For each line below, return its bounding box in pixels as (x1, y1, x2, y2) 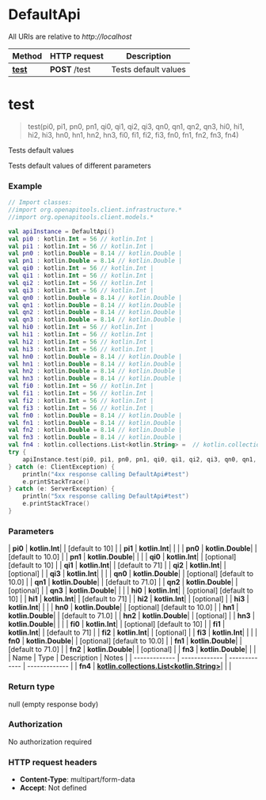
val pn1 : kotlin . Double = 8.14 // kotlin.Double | (8, 257, 182, 265)
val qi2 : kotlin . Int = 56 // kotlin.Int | (8, 279, 154, 286)
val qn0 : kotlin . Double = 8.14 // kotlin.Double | (8, 294, 182, 301)
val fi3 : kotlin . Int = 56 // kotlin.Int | (8, 404, 154, 412)
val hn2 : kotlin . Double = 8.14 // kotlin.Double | (8, 367, 182, 375)
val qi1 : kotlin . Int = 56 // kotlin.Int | (8, 271, 154, 280)
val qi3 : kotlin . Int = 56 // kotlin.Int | (8, 286, 154, 294)
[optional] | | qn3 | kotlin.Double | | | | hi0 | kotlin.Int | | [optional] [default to (8, 586, 254, 595)
